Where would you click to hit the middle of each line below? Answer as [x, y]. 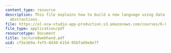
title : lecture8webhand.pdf [35, 38]
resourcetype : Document [31, 33]
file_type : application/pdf [35, 29]
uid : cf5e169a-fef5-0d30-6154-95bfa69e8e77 [52, 43]
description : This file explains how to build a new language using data [85, 15]
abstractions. [25, 19]
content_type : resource [31, 10]
